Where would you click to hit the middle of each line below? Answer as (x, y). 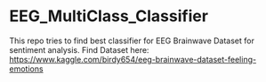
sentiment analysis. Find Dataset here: (79, 49)
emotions (26, 69)
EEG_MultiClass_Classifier (109, 16)
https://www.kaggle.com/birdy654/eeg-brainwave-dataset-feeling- (133, 59)
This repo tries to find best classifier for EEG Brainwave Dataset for (132, 41)
